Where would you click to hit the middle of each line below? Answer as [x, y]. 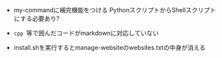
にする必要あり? [37, 18]
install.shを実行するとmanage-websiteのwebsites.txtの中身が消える [110, 47]
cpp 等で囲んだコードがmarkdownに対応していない [86, 33]
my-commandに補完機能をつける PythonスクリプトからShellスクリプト [114, 10]
